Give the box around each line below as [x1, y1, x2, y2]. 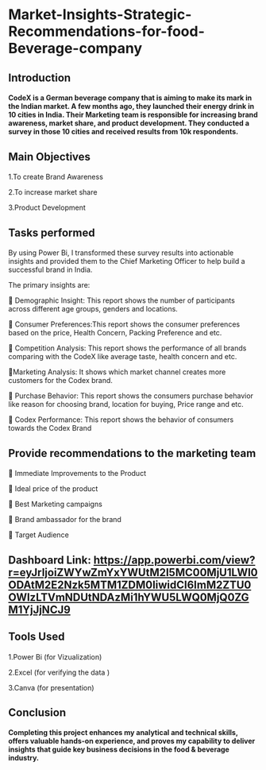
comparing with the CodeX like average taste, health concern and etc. [8, 352, 237, 362]
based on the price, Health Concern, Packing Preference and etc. [8, 328, 222, 338]
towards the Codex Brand [8, 424, 92, 433]
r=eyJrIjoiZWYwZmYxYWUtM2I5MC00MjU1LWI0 [8, 566, 258, 579]
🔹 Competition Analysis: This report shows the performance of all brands [8, 343, 247, 353]
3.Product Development [8, 203, 86, 212]
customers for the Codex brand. [8, 376, 114, 385]
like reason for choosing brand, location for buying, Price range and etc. [8, 400, 244, 409]
